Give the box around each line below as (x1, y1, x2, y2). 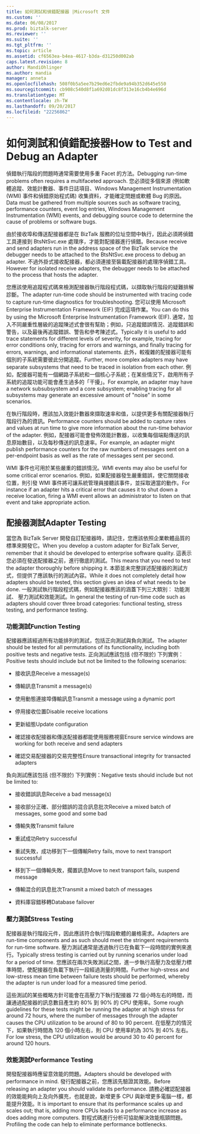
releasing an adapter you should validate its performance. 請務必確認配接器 (6, 1086, 191, 1093)
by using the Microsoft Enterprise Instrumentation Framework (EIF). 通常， (6, 313, 189, 320)
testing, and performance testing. (6, 606, 88, 613)
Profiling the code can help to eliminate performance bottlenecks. (6, 1121, 167, 1128)
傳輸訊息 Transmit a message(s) (14, 683, 92, 690)
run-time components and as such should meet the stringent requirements (6, 936, 189, 943)
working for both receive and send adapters (14, 740, 123, 747)
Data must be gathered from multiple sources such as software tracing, (6, 199, 182, 206)
